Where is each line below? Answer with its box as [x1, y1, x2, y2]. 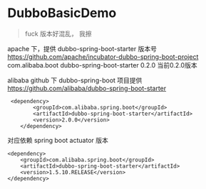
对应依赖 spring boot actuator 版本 [7, 136, 108, 144]
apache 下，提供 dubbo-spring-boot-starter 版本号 [7, 44, 157, 53]
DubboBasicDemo [7, 5, 117, 21]
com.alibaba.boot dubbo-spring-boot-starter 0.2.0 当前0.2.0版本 [7, 60, 197, 69]
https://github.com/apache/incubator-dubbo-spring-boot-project [7, 52, 199, 61]
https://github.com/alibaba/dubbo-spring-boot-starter [7, 84, 167, 92]
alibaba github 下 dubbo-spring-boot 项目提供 [7, 76, 143, 85]
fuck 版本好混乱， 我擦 [24, 29, 92, 38]
